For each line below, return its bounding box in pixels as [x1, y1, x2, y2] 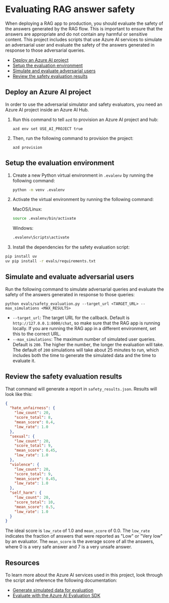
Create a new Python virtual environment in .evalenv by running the [12, 172, 154, 178]
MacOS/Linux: [12, 206, 42, 212]
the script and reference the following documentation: [5, 577, 118, 583]
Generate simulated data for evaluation [12, 587, 94, 593]
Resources [5, 558, 40, 567]
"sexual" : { [10, 434, 35, 439]
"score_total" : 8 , [14, 415, 53, 420]
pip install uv [5, 254, 37, 259]
